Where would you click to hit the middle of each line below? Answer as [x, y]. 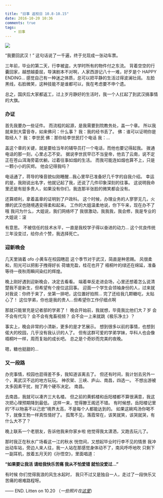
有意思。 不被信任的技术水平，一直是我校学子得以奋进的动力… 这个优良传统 [80, 228]
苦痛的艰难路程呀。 [24, 481]
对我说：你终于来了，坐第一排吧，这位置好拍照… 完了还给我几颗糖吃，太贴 [80, 293]
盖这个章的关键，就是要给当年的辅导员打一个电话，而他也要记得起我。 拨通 [80, 148]
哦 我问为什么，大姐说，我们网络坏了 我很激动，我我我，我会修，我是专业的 [81, 211]
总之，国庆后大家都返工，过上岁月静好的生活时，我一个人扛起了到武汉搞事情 [81, 94]
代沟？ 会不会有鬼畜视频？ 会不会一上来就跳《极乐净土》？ [76, 316]
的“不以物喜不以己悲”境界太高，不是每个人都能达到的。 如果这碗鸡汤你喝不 [80, 409]
